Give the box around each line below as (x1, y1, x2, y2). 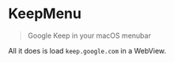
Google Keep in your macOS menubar (27, 31, 152, 40)
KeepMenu (8, 5, 81, 23)
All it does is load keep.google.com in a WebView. (8, 46, 167, 55)
